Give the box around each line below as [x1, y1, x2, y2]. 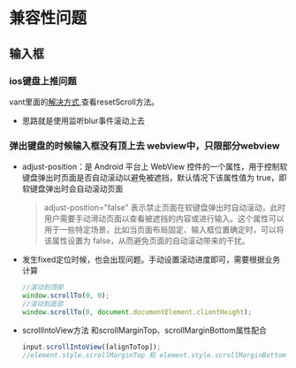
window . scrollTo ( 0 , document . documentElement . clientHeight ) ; [21, 307, 253, 317]
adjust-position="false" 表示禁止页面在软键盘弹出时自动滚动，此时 [43, 203, 286, 213]
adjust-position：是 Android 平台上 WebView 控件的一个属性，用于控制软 [21, 161, 288, 172]
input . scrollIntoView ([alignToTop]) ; [21, 342, 162, 351]
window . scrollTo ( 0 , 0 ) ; [21, 291, 110, 301]
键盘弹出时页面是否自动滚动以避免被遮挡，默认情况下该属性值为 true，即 [21, 172, 287, 183]
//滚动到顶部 [21, 283, 64, 292]
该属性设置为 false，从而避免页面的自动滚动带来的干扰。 [43, 235, 250, 246]
